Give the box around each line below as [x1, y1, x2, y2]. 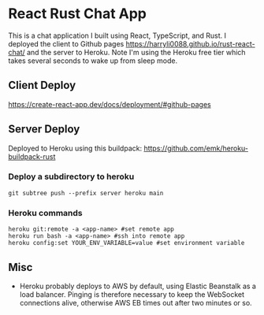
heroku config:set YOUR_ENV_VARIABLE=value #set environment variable [8, 239, 245, 247]
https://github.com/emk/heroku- [143, 143, 248, 153]
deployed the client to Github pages [8, 39, 125, 48]
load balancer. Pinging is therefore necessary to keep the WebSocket [19, 289, 245, 299]
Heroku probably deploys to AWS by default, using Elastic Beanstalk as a [19, 281, 256, 291]
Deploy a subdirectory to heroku [8, 171, 135, 182]
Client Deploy [8, 79, 76, 92]
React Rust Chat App [8, 5, 147, 23]
